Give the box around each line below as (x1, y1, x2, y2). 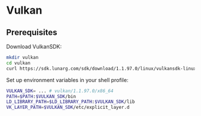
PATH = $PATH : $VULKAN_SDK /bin (6, 93, 77, 99)
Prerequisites (6, 27, 57, 37)
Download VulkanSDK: (6, 43, 62, 50)
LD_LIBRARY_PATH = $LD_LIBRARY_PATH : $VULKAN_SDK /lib (6, 99, 135, 105)
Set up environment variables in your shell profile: (6, 76, 129, 83)
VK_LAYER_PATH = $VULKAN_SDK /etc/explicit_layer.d (6, 105, 130, 111)
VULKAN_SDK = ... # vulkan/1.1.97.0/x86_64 (6, 87, 114, 94)
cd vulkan (6, 60, 31, 66)
